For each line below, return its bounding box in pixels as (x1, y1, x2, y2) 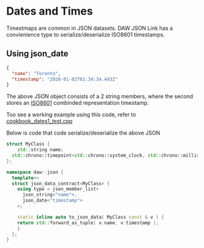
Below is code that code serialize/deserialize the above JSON (6, 129, 160, 136)
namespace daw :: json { (6, 169, 64, 175)
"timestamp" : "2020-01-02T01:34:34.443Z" (12, 76, 118, 82)
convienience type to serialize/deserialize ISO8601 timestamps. (6, 30, 165, 38)
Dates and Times (6, 4, 93, 18)
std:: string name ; (17, 147, 64, 153)
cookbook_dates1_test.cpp (6, 118, 73, 125)
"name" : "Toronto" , (12, 70, 61, 77)
